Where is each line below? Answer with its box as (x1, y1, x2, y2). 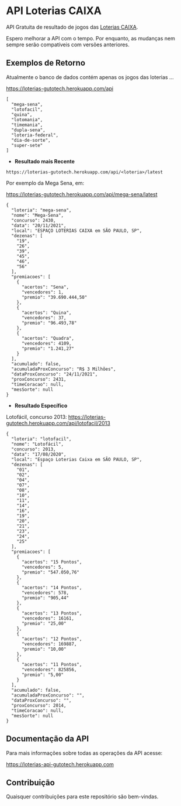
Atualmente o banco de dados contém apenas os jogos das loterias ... (6, 73, 174, 80)
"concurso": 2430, (11, 217, 57, 223)
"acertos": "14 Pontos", (21, 585, 82, 590)
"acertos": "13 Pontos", (21, 610, 82, 616)
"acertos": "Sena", (21, 284, 69, 290)
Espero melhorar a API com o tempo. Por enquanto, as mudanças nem (6, 35, 175, 42)
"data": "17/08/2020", (11, 451, 67, 457)
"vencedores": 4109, (21, 340, 72, 346)
